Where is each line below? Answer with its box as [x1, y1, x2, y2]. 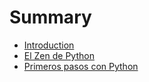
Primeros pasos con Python [23, 60, 139, 72]
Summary [9, 6, 92, 29]
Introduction [23, 39, 75, 51]
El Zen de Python [23, 49, 95, 61]
